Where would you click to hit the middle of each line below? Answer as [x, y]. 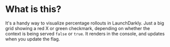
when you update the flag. [33, 39]
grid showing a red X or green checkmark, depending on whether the [78, 28]
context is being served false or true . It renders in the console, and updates [85, 33]
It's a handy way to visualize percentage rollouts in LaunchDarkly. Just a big [85, 23]
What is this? [33, 9]
